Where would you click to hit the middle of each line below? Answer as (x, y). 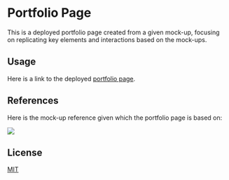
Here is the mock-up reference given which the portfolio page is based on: (115, 118)
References (33, 101)
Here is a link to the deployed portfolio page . (71, 78)
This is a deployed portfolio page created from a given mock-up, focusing (113, 32)
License (25, 152)
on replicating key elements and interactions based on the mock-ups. (107, 39)
